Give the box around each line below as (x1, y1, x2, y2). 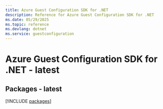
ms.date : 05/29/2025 (5, 17, 50, 22)
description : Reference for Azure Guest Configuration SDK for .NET (5, 12, 154, 17)
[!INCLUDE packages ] (5, 98, 52, 104)
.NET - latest (5, 64, 60, 76)
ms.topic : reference (5, 21, 50, 27)
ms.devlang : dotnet (5, 27, 47, 32)
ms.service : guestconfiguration (5, 31, 74, 36)
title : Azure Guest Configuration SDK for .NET (5, 7, 109, 13)
